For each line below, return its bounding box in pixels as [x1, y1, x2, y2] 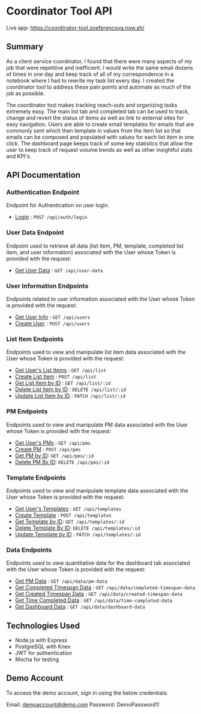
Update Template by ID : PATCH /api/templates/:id [14, 530, 141, 537]
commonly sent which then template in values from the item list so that [6, 127, 181, 134]
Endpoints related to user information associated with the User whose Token [6, 295, 195, 302]
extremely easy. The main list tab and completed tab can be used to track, [6, 107, 190, 115]
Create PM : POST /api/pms [14, 445, 81, 453]
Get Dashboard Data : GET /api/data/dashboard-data [14, 603, 145, 610]
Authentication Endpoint [6, 188, 80, 196]
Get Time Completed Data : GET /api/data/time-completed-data [14, 597, 173, 604]
